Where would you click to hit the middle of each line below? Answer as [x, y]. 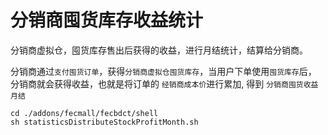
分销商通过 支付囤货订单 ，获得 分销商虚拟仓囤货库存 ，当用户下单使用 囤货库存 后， [163, 71]
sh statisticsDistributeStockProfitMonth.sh [104, 122]
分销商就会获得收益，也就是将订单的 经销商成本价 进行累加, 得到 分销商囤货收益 [164, 83]
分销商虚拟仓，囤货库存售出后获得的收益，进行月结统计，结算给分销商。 [159, 50]
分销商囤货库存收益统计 [107, 20]
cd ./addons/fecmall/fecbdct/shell [84, 113]
